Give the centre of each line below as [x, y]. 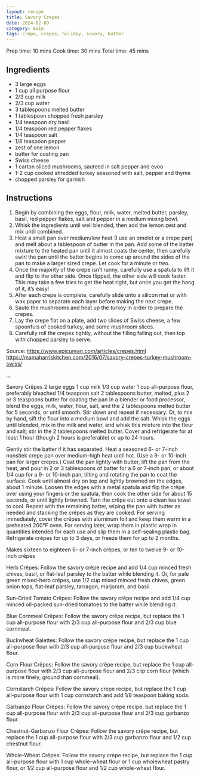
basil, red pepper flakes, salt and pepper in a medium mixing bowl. [97, 219]
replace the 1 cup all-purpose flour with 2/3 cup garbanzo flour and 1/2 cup [99, 737]
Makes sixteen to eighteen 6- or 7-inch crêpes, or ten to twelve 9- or [91, 549]
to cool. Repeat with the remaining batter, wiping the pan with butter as [93, 506]
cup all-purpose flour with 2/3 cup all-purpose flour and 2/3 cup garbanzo [98, 713]
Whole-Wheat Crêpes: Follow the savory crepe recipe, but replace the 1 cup [99, 755]
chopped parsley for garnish [50, 179]
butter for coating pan [42, 153]
